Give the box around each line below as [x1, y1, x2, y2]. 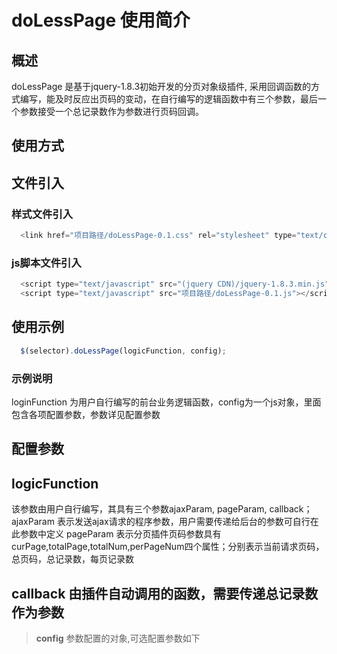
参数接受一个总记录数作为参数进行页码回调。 [19, 106, 204, 117]
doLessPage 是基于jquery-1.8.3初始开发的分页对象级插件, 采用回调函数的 [11, 81, 311, 92]
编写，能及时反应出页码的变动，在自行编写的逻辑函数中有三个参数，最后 [19, 93, 318, 105]
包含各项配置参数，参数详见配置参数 [11, 408, 161, 420]
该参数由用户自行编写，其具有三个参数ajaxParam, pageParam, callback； [11, 503, 313, 515]
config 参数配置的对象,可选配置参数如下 [35, 632, 201, 644]
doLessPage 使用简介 [11, 9, 191, 32]
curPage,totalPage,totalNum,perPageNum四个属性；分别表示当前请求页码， [11, 541, 325, 553]
